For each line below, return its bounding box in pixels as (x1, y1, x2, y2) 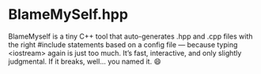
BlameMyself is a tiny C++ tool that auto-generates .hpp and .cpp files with (8, 31, 253, 41)
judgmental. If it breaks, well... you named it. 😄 (8, 57, 161, 66)
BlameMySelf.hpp (8, 6, 129, 24)
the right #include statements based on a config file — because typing (8, 39, 238, 49)
